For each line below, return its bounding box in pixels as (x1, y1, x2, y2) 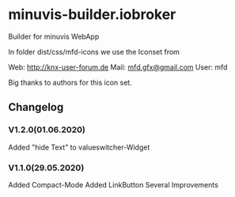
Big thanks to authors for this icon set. (8, 78, 132, 87)
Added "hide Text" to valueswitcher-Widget (8, 142, 150, 152)
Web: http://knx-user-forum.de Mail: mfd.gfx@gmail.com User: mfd (8, 62, 228, 72)
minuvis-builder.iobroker (8, 6, 176, 24)
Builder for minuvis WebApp (8, 32, 100, 41)
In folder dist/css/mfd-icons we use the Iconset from (8, 47, 180, 56)
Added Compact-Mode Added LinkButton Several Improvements (8, 180, 219, 189)
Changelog (8, 100, 64, 114)
